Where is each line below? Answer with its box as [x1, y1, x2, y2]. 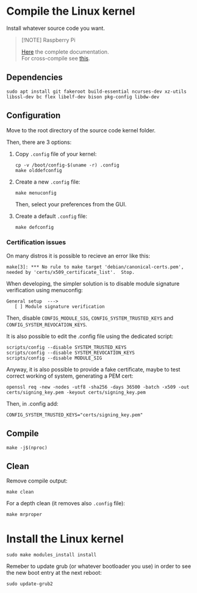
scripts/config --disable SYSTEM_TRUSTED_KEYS [6, 344, 127, 350]
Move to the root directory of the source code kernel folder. [6, 126, 156, 134]
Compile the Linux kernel [6, 4, 135, 18]
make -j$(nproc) [6, 444, 48, 451]
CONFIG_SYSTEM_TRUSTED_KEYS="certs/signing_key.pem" [6, 412, 143, 418]
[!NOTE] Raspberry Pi [21, 36, 76, 43]
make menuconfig [15, 190, 57, 196]
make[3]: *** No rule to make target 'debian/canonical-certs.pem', [6, 264, 184, 270]
